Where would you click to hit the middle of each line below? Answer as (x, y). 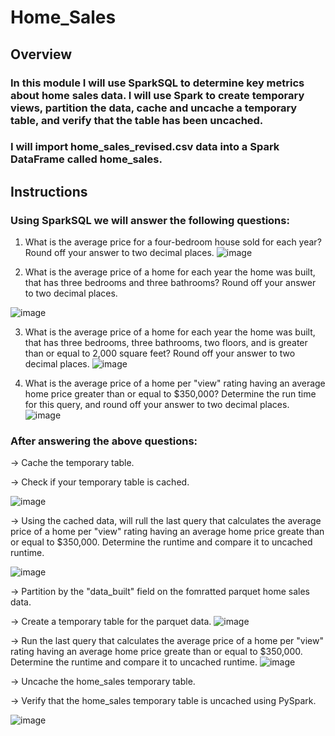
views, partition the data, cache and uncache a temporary (154, 108)
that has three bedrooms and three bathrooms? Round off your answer (170, 283)
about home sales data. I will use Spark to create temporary (157, 95)
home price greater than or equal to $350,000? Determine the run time (170, 394)
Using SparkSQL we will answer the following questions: (150, 220)
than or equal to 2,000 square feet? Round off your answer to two (160, 353)
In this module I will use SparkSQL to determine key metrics (157, 83)
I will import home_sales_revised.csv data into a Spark (145, 147)
